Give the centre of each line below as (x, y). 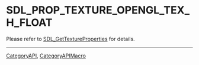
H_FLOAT (29, 23)
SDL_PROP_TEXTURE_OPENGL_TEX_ (98, 10)
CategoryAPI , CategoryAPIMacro (46, 56)
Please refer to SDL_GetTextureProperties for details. (70, 39)
